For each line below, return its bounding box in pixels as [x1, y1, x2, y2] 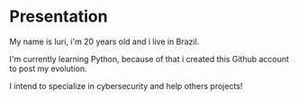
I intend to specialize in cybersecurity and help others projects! [9, 80, 243, 91]
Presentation [9, 6, 108, 27]
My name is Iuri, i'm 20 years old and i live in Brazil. [9, 36, 200, 47]
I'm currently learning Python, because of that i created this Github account [9, 53, 290, 64]
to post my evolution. [9, 63, 87, 74]
